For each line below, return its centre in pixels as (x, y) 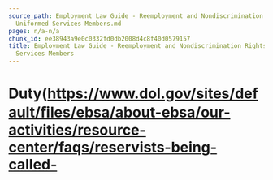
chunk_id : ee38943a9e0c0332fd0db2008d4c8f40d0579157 (100, 39)
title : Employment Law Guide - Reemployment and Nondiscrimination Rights (138, 46)
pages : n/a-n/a (34, 31)
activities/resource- (77, 130)
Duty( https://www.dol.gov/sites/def (133, 94)
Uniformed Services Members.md (69, 24)
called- (33, 165)
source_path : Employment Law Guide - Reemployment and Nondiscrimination (136, 16)
